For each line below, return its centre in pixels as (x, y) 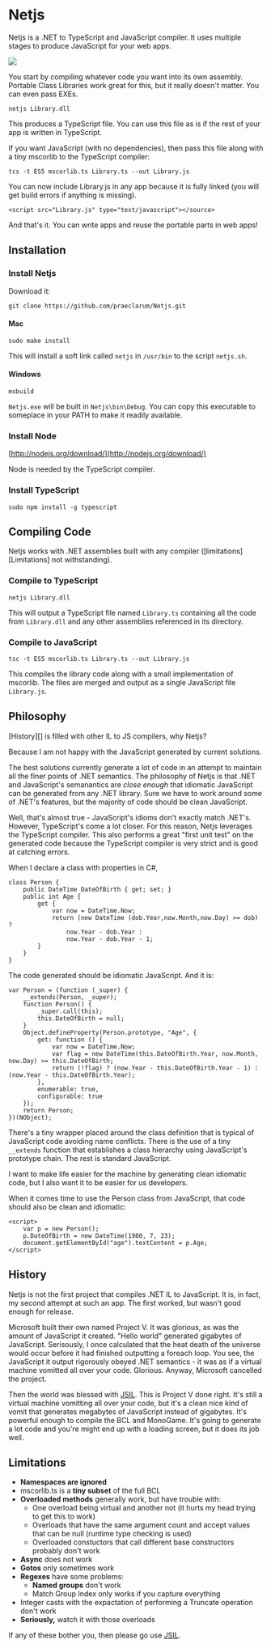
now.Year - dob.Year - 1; (110, 939)
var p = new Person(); (61, 1229)
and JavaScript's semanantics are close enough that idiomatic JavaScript (131, 784)
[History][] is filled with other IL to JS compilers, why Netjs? (108, 736)
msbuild (21, 392)
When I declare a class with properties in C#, (83, 867)
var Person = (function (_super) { (68, 990)
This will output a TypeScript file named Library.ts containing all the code (133, 612)
